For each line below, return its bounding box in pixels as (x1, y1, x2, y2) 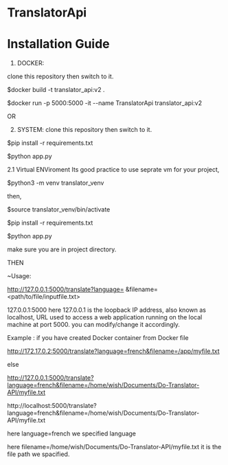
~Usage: (7, 272, 32, 280)
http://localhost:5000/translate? (7, 402, 98, 410)
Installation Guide (7, 36, 110, 52)
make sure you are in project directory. (7, 245, 117, 253)
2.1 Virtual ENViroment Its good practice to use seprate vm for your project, (7, 166, 220, 174)
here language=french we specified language (7, 429, 136, 438)
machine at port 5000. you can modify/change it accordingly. (7, 321, 181, 329)
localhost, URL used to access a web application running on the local (7, 313, 203, 321)
